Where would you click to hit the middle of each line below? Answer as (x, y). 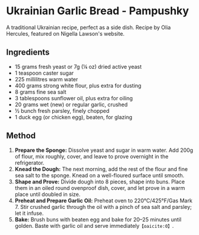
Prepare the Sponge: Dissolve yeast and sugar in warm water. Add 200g (104, 150)
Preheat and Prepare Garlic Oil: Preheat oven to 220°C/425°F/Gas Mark (104, 201)
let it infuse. (29, 213)
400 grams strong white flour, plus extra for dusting (78, 85)
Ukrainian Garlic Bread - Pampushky (97, 11)
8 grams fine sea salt (40, 92)
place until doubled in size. (48, 194)
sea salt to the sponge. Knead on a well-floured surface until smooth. (99, 175)
